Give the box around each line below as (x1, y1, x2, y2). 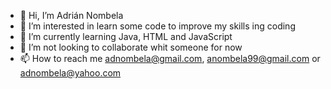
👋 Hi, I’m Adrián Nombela (19, 10, 124, 21)
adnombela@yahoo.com (19, 67, 122, 79)
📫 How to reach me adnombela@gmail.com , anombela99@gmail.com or (19, 53, 321, 64)
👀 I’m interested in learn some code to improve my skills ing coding (19, 20, 296, 32)
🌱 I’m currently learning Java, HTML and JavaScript (19, 31, 233, 42)
